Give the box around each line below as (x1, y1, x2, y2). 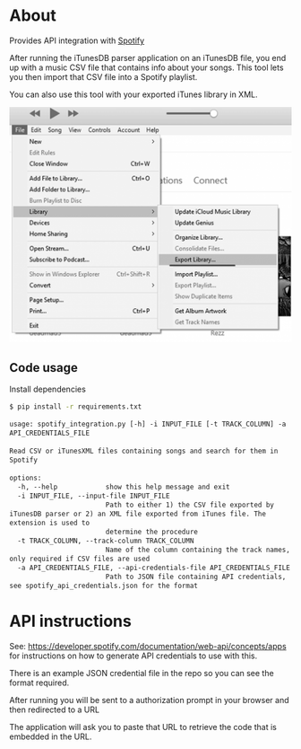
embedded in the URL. (9, 731, 92, 742)
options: (9, 473, 42, 482)
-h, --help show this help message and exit (17, 482, 230, 491)
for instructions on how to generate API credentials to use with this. (9, 650, 258, 661)
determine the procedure (105, 527, 199, 536)
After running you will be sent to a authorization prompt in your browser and (9, 694, 289, 705)
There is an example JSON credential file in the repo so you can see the (9, 667, 275, 678)
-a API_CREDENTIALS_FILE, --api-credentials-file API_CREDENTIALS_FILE (17, 563, 291, 572)
